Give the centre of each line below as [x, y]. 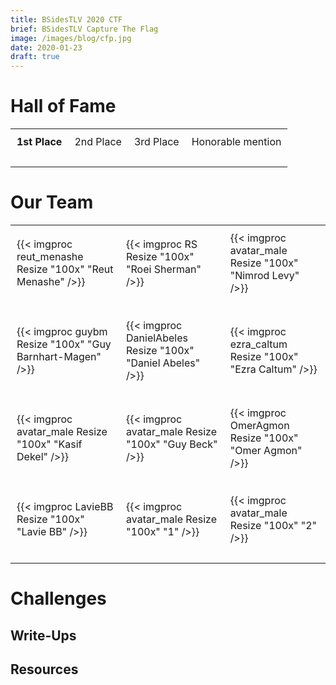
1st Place [39, 142]
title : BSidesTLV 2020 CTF [66, 19]
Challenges [58, 598]
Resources [44, 669]
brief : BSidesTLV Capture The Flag [84, 29]
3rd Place [156, 142]
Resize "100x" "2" [273, 525]
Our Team [52, 202]
